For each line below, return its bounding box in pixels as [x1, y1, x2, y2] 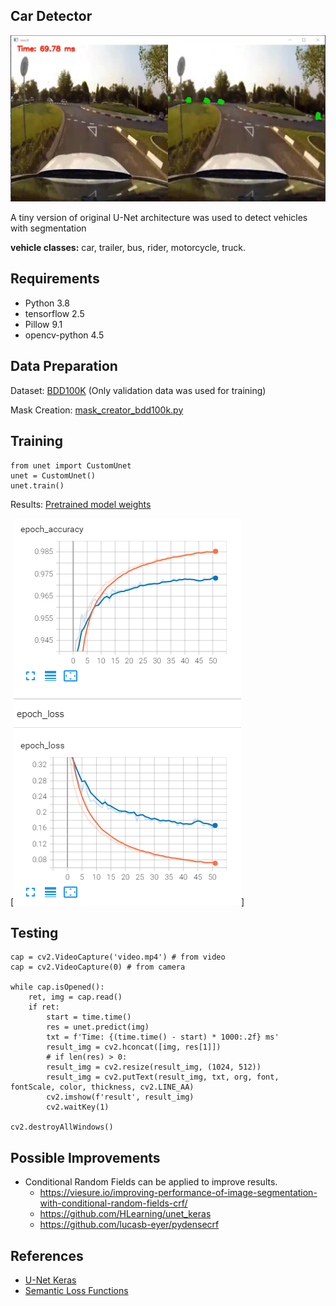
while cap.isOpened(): [10, 982, 105, 993]
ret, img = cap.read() [28, 992, 123, 1003]
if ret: [28, 1002, 60, 1013]
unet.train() [10, 480, 65, 491]
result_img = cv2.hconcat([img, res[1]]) [46, 1042, 222, 1053]
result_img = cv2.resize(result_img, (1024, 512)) [46, 1062, 262, 1073]
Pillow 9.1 [24, 318, 63, 330]
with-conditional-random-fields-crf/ [39, 1197, 188, 1209]
